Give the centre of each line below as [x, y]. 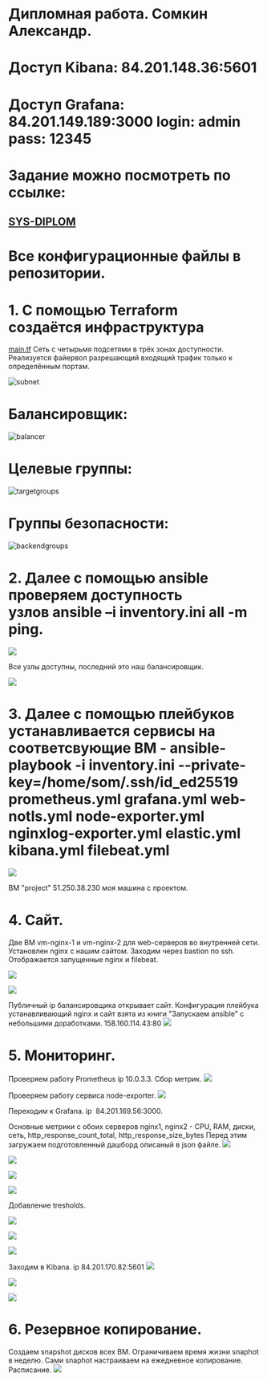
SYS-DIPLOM [42, 222]
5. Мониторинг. [62, 1056]
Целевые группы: [70, 469]
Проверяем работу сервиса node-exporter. [82, 1095]
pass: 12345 [50, 138]
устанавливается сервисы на [112, 731]
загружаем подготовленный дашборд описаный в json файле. [115, 1144]
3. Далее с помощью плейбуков [121, 714]
